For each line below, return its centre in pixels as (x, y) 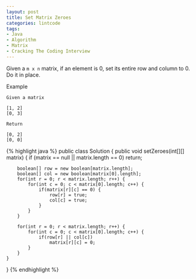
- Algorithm (21, 40)
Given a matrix (25, 97)
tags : (13, 29)
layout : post (23, 12)
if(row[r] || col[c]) (66, 237)
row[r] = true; (68, 195)
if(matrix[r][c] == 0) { (70, 190)
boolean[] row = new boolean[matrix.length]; (75, 168)
